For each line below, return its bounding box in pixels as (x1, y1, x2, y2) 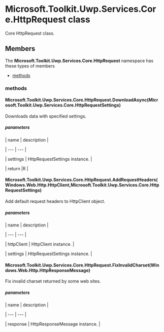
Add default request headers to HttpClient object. (5, 198, 105, 204)
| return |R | (5, 165, 29, 171)
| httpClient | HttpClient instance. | (5, 241, 75, 247)
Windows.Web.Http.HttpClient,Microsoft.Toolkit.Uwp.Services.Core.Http (5, 182, 160, 188)
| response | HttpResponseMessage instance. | (5, 321, 100, 327)
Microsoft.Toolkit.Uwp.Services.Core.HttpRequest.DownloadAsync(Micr (5, 97, 159, 103)
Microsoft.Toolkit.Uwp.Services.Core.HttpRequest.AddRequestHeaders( (5, 177, 158, 183)
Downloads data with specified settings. (5, 113, 87, 119)
